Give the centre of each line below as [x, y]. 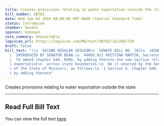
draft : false [18, 46]
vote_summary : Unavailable [32, 37]
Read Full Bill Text [32, 107]
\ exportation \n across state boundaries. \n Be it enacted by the [81, 64]
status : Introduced [25, 23]
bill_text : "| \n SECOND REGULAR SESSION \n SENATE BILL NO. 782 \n [75, 50]
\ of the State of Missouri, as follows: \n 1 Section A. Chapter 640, [84, 69]
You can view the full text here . [36, 119]
